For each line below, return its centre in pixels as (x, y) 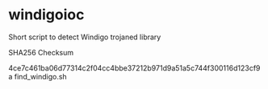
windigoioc (46, 15)
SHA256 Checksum (41, 52)
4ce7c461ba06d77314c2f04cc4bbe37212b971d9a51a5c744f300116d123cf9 (134, 68)
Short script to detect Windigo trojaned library (85, 37)
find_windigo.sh (40, 76)
